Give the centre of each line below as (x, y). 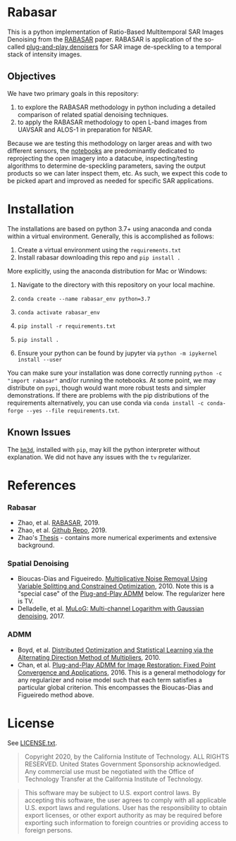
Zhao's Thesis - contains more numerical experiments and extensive (117, 537)
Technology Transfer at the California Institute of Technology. (113, 779)
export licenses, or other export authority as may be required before (123, 815)
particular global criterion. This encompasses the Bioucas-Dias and (115, 687)
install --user (40, 360)
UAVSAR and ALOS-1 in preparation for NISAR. (85, 129)
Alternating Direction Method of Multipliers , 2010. (89, 657)
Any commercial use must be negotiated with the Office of (109, 771)
